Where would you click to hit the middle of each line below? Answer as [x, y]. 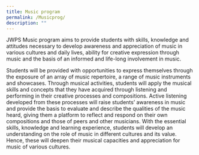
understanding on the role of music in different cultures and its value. [91, 134]
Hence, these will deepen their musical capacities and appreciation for [93, 141]
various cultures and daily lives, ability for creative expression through [93, 53]
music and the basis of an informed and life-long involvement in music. [94, 59]
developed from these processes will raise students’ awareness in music [96, 102]
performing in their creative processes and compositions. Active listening [97, 96]
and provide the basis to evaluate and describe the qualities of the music [96, 109]
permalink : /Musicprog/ [36, 17]
